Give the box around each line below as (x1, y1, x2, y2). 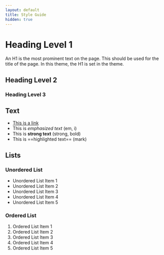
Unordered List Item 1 (12, 178, 58, 184)
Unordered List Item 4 (12, 194, 59, 200)
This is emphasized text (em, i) (12, 125, 77, 132)
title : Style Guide (5, 12, 47, 17)
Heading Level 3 (5, 91, 46, 98)
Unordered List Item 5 (12, 199, 58, 206)
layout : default (5, 7, 39, 13)
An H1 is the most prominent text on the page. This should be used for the (5, 55, 159, 61)
